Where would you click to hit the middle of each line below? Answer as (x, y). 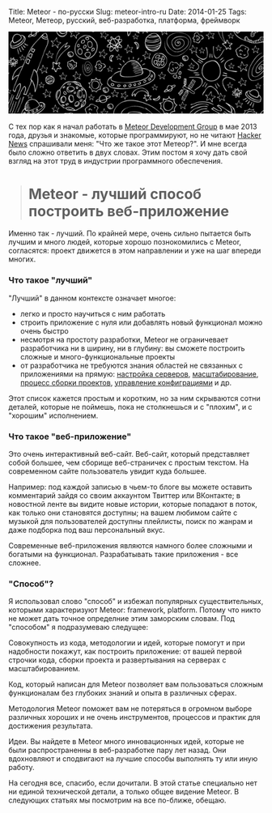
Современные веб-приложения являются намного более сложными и (130, 545)
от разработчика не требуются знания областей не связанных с (132, 365)
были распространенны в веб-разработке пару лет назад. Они (117, 750)
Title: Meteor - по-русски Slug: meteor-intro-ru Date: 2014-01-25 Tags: (127, 12)
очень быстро (44, 330)
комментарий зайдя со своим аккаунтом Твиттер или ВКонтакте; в (125, 495)
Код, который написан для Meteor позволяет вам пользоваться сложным (136, 684)
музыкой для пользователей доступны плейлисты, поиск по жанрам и (131, 521)
